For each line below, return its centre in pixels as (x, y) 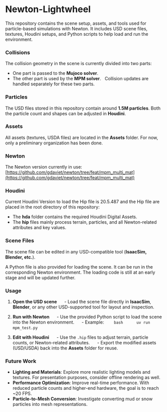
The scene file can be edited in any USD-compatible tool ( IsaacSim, (76, 251)
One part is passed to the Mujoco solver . (55, 73)
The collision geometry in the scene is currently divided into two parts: (79, 64)
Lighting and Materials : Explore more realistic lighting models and (81, 372)
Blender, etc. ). (20, 257)
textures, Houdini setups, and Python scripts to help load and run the (77, 34)
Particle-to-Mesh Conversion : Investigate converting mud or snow (82, 399)
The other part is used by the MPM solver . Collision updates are (80, 79)
